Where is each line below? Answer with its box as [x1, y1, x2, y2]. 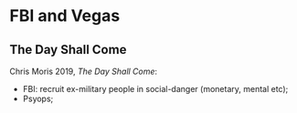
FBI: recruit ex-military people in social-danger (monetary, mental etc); [22, 84, 289, 94]
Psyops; [22, 93, 54, 104]
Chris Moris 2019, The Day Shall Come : [9, 66, 158, 77]
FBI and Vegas [9, 5, 121, 26]
